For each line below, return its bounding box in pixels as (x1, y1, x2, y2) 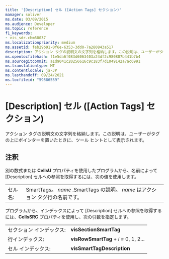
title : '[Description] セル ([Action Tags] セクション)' (5, 7, 122, 13)
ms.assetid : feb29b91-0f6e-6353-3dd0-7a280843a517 (5, 45, 114, 50)
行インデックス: (8, 235, 44, 242)
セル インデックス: (8, 245, 51, 252)
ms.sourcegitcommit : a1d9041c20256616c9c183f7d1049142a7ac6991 (5, 59, 141, 64)
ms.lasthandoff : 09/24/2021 (5, 73, 64, 78)
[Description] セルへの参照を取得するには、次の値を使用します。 (5, 174, 139, 180)
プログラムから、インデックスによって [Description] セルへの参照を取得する (5, 207, 162, 213)
